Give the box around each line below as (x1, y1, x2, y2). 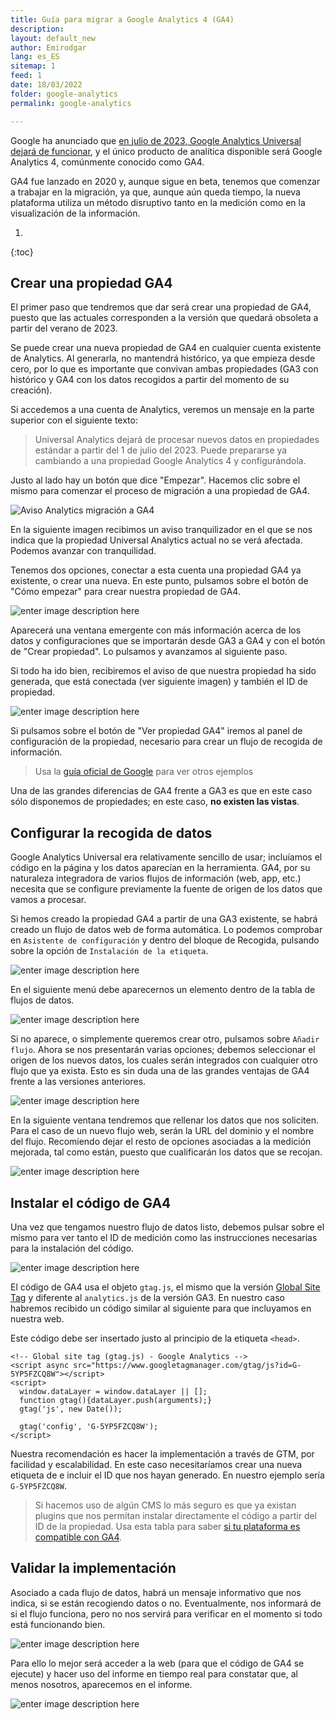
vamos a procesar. (10, 894, 87, 906)
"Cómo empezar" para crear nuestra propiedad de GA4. (10, 586, 241, 598)
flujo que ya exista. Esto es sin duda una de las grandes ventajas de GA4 (10, 1065, 310, 1077)
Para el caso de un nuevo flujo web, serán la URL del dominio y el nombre (10, 1125, 315, 1137)
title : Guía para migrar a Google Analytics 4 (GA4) (10, 14, 235, 25)
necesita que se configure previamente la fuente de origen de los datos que (10, 883, 323, 895)
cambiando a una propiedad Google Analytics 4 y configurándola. (34, 455, 307, 467)
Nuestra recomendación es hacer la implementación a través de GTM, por (10, 1447, 315, 1460)
